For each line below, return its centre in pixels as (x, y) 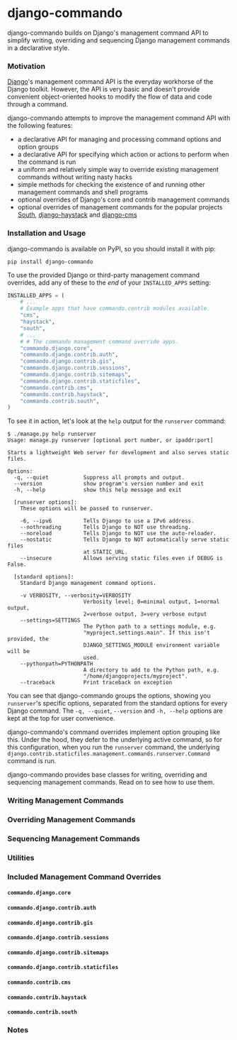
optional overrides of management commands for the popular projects (120, 207)
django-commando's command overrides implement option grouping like (114, 732)
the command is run (47, 162)
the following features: (40, 126)
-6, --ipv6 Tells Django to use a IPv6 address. (107, 521)
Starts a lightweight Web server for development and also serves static (118, 453)
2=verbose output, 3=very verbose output (145, 614)
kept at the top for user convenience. (61, 718)
